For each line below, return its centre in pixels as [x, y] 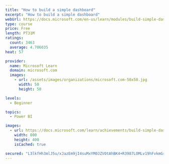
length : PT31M [20, 33]
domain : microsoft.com [33, 70]
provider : [16, 61]
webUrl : [13, 19]
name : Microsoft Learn [33, 66]
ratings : [14, 38]
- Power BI [21, 117]
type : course [19, 24]
